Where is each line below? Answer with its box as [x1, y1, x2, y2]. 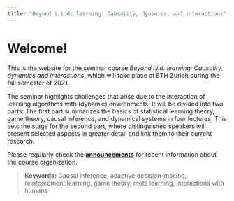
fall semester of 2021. [7, 78, 70, 87]
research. [7, 137, 35, 145]
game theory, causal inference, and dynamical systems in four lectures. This [7, 114, 227, 123]
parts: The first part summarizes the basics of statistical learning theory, [7, 106, 215, 116]
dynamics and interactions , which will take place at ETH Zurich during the [7, 71, 220, 79]
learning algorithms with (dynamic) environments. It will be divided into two [7, 99, 224, 108]
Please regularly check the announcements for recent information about [7, 150, 217, 158]
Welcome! [7, 40, 68, 56]
